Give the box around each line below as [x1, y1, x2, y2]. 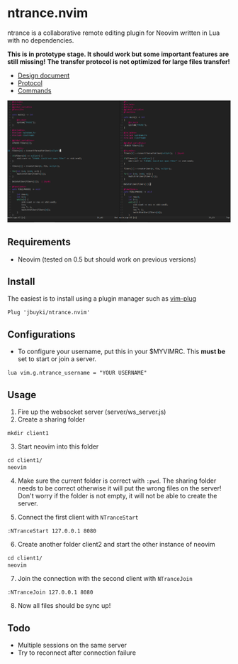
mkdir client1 [7, 430, 50, 437]
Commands [17, 86, 52, 95]
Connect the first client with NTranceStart [17, 513, 139, 522]
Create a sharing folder [17, 415, 86, 424]
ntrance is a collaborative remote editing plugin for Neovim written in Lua [7, 28, 220, 37]
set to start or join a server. [17, 355, 97, 363]
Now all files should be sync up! [17, 601, 111, 610]
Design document [17, 71, 70, 80]
